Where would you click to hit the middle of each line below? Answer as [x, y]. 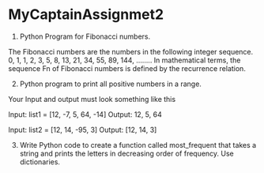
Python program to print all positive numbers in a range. [110, 84]
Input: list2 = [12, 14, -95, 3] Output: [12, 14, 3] [83, 130]
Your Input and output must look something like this [92, 99]
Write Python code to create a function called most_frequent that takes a [138, 145]
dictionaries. [40, 162]
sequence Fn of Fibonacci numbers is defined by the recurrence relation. [127, 68]
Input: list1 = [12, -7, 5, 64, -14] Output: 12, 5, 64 [85, 114]
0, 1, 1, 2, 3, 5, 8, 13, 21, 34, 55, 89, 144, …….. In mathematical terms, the [124, 60]
